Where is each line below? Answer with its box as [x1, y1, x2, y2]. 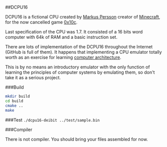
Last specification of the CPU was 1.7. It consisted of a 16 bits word [5, 29, 143, 34]
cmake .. [5, 103, 23, 108]
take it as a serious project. [5, 75, 61, 80]
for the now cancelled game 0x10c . [5, 19, 77, 25]
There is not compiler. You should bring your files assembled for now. [5, 136, 148, 142]
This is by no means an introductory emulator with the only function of [5, 64, 150, 70]
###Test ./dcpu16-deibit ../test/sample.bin [5, 117, 100, 123]
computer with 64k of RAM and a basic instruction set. [5, 34, 117, 40]
